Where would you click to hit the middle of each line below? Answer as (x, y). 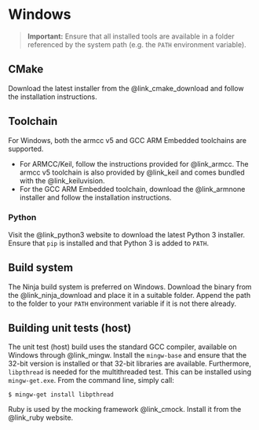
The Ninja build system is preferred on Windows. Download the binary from (130, 287)
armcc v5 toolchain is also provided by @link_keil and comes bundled (132, 172)
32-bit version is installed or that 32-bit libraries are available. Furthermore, (129, 364)
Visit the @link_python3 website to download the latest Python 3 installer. (127, 234)
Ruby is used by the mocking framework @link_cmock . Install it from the (125, 410)
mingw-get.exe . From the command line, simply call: (91, 380)
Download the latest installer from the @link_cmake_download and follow (126, 88)
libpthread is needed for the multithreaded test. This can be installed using (130, 372)
